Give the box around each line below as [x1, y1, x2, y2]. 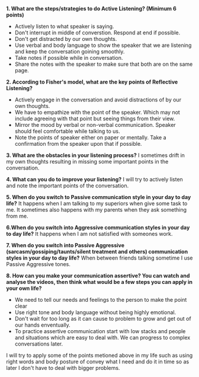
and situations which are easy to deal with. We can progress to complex [14, 334, 191, 341]
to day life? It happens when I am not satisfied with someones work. [6, 231, 173, 237]
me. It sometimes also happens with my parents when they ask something [6, 206, 187, 213]
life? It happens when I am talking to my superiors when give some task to [6, 200, 188, 207]
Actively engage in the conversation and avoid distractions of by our [14, 96, 182, 103]
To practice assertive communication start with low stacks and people [14, 328, 186, 334]
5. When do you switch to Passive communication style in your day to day [6, 194, 191, 200]
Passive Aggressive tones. [6, 261, 71, 267]
